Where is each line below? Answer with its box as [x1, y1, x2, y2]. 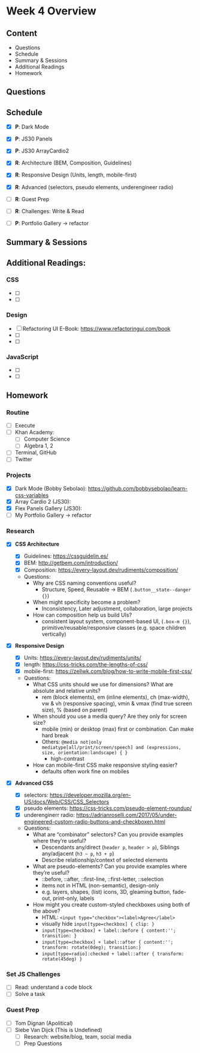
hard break [41, 731, 69, 739]
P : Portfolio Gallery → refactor [14, 219, 89, 226]
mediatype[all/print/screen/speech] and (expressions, [41, 744, 181, 750]
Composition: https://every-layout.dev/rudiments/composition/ [23, 566, 178, 573]
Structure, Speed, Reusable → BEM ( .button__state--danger [41, 585, 192, 593]
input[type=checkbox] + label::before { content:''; [41, 928, 177, 934]
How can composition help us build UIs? [32, 611, 132, 618]
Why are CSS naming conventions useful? [32, 579, 137, 587]
